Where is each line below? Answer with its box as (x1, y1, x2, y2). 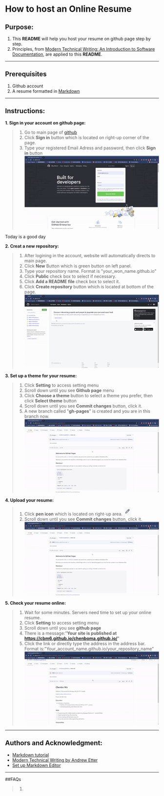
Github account (12, 83, 43, 89)
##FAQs (5, 776, 21, 782)
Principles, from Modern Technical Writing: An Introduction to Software (12, 46, 155, 52)
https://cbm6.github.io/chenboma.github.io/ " (24, 635, 120, 641)
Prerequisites (5, 70, 47, 79)
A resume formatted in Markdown (12, 88, 80, 94)
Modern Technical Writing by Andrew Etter (12, 757, 98, 763)
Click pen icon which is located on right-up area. (24, 511, 123, 517)
